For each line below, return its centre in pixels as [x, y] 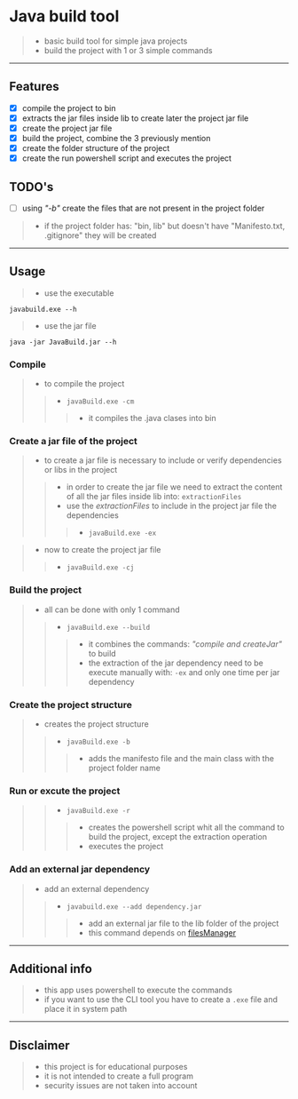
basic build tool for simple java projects [116, 41]
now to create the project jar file [102, 550]
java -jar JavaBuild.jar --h [63, 342]
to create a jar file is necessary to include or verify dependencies [163, 460]
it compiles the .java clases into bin [153, 418]
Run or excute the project [65, 791]
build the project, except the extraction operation [178, 837]
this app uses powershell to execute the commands [138, 990]
